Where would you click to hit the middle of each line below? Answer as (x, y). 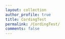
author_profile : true (28, 15)
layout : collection (26, 10)
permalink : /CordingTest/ (32, 24)
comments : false (22, 29)
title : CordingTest (26, 19)
